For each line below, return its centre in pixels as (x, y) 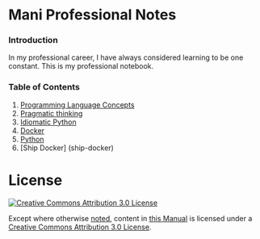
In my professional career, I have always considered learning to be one (126, 57)
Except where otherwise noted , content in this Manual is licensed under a (130, 218)
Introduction (33, 40)
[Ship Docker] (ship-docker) (67, 148)
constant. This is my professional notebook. (81, 66)
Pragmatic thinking (51, 113)
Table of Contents (44, 87)
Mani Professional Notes (92, 15)
